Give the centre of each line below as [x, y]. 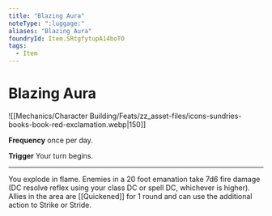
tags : [17, 46]
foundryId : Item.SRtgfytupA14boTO [67, 38]
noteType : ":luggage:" [47, 23]
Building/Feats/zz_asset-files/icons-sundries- [166, 116]
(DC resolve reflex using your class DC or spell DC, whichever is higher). [130, 188]
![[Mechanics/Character [48, 116]
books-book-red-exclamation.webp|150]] [77, 124]
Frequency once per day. [51, 140]
